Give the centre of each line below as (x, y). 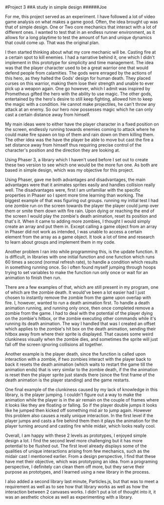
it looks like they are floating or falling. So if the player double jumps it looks (81, 405)
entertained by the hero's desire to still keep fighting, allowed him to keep (79, 99)
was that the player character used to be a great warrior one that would (77, 68)
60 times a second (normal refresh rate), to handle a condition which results (82, 262)
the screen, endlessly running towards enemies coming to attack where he (80, 129)
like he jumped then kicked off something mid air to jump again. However (78, 410)
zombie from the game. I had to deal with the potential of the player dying (79, 313)
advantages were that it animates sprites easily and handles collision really (80, 185)
